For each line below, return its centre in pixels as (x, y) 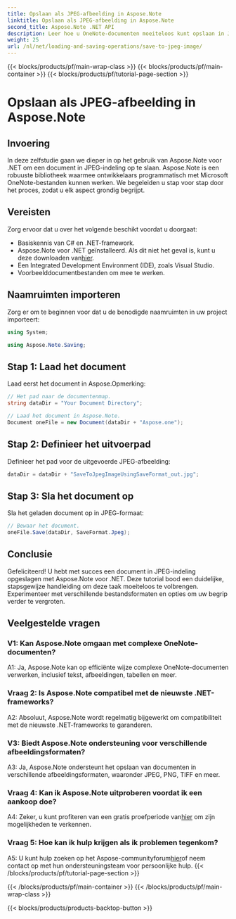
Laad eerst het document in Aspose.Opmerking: (77, 384)
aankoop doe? (32, 801)
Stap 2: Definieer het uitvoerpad (79, 444)
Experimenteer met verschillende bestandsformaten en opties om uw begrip (118, 594)
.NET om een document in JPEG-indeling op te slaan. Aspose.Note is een (113, 167)
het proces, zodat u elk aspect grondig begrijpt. (76, 190)
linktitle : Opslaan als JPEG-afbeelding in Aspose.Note (91, 20)
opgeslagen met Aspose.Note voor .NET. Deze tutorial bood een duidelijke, (116, 578)
